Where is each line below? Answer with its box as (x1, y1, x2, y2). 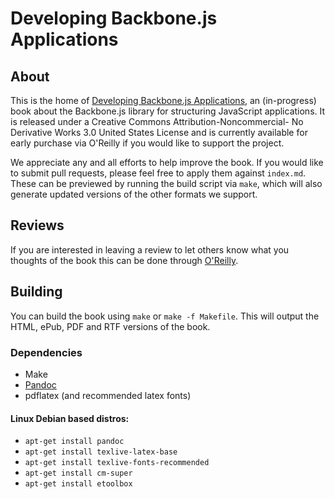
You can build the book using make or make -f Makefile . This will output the (10, 310, 320, 322)
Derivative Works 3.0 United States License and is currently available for (10, 127, 308, 138)
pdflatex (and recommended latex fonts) (24, 389, 192, 401)
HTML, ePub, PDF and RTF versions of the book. (10, 320, 211, 332)
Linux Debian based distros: (10, 412, 130, 424)
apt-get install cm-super (24, 468, 133, 479)
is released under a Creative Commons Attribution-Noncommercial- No (10, 116, 304, 127)
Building (10, 283, 63, 301)
